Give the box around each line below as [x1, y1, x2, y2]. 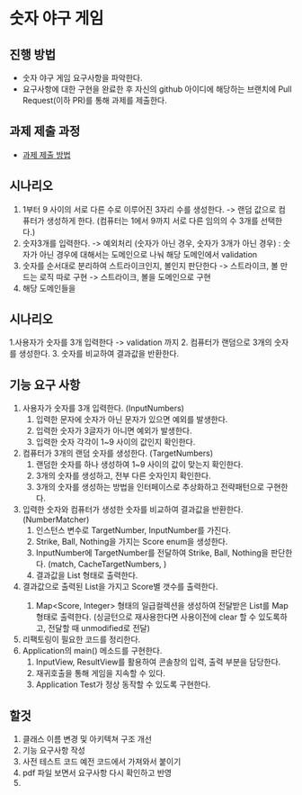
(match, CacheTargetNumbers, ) [48, 559, 167, 570]
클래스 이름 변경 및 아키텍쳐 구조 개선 [22, 734, 153, 745]
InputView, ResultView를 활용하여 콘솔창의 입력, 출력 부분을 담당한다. [35, 656, 281, 667]
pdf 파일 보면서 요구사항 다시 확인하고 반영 [22, 767, 173, 779]
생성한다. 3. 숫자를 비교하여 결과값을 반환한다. [18, 348, 180, 359]
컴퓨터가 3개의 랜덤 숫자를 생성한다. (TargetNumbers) [22, 447, 214, 459]
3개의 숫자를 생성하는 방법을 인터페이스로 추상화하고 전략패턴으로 [35, 482, 265, 492]
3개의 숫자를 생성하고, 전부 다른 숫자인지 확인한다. [35, 470, 211, 482]
